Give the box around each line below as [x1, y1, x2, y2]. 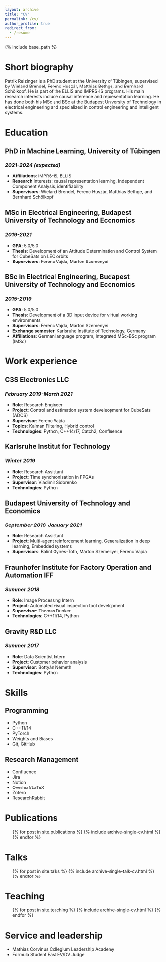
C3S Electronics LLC [5, 375, 69, 384]
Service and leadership [5, 930, 103, 941]
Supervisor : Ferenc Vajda [12, 418, 65, 424]
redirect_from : [5, 26, 37, 31]
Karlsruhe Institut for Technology [5, 442, 111, 451]
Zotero [12, 789, 26, 795]
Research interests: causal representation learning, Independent [12, 178, 145, 184]
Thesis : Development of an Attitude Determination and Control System [12, 248, 157, 254]
